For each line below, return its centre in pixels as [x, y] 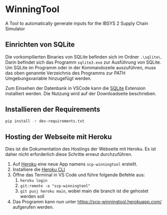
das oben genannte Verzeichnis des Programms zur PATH [65, 73]
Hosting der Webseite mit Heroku [59, 137]
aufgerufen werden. [33, 207]
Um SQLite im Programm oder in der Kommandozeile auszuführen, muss [81, 67]
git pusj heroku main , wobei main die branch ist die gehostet [84, 191]
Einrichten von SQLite [40, 45]
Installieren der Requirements [53, 110]
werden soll [32, 196]
